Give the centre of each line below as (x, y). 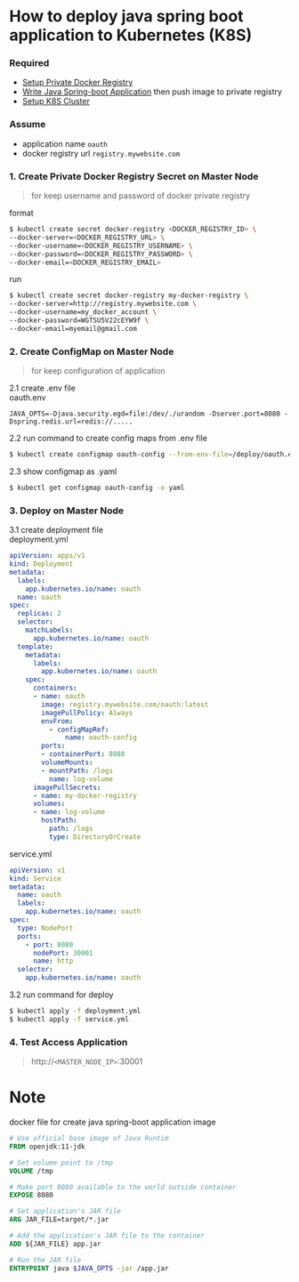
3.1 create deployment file (57, 530)
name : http (53, 961)
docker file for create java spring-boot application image (113, 1122)
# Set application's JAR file (65, 1212)
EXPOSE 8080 (31, 1195)
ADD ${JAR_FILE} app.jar (55, 1244)
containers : (55, 688)
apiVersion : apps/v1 (48, 556)
